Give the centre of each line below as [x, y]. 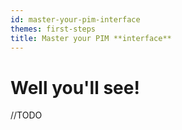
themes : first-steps [53, 29]
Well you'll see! [75, 87]
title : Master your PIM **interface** [91, 38]
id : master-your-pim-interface [75, 19]
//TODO [26, 115]
